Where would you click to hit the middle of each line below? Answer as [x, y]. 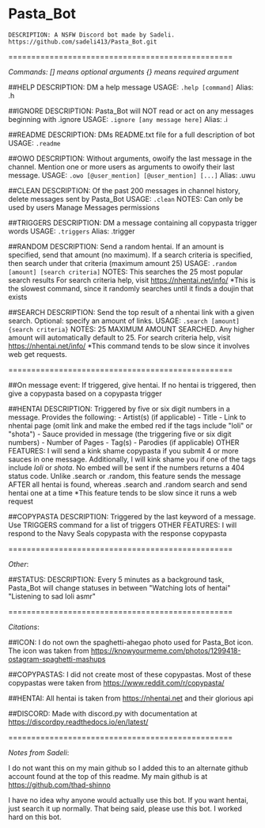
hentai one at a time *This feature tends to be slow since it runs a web [123, 492]
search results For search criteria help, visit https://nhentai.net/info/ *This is [132, 280]
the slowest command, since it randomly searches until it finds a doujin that [131, 288]
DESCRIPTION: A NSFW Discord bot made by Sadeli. [92, 35]
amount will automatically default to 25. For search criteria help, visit [119, 337]
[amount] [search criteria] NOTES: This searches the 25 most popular [126, 272]
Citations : [24, 627]
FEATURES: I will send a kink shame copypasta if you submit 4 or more [123, 450]
